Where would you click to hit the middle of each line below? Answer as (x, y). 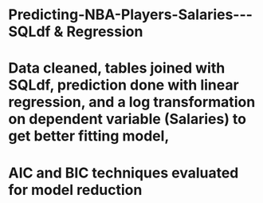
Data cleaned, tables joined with (117, 68)
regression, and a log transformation (132, 102)
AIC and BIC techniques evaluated (124, 173)
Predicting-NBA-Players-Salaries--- (131, 15)
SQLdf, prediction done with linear (124, 85)
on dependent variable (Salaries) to (128, 119)
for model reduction (75, 190)
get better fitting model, (89, 136)
